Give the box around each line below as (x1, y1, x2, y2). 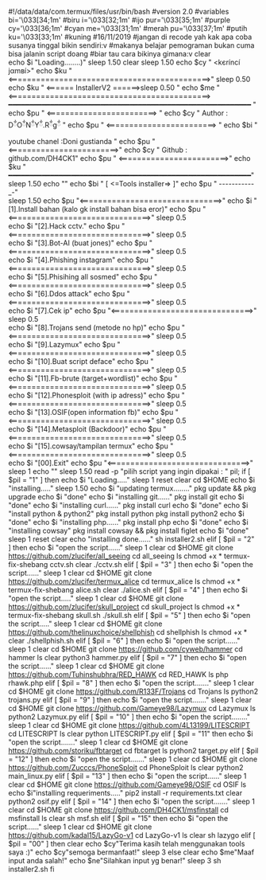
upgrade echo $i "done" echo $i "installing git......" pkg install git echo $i (8, 492, 245, 501)
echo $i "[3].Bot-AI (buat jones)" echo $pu (8, 238, 148, 248)
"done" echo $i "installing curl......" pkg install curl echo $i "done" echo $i (8, 501, 249, 510)
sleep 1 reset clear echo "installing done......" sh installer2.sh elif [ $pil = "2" (8, 534, 255, 544)
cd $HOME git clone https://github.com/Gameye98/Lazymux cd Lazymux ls (8, 704, 256, 713)
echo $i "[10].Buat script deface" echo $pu (8, 357, 149, 366)
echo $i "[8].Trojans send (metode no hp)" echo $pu (8, 323, 180, 332)
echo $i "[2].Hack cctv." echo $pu (8, 221, 121, 230)
